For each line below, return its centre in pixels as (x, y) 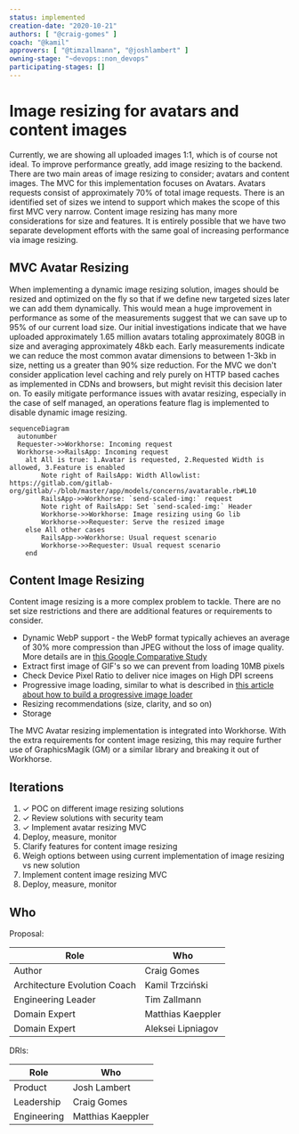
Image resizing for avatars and (124, 111)
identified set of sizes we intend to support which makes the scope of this (145, 202)
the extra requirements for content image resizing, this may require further (145, 741)
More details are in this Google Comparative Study (114, 657)
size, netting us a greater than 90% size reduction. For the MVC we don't (143, 365)
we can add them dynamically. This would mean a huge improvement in (141, 308)
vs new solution (51, 865)
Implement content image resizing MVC (94, 875)
